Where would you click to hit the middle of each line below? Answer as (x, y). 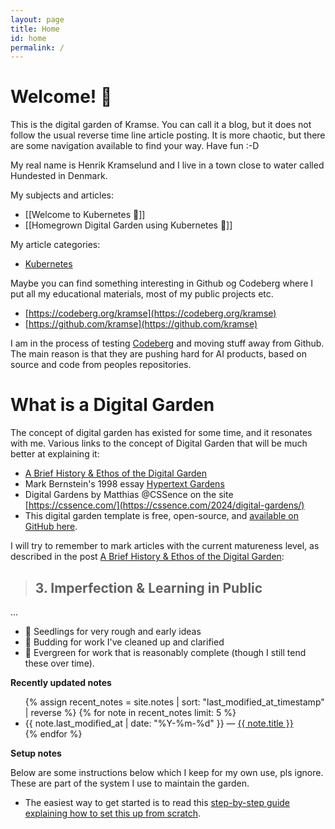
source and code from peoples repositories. (101, 365)
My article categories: (55, 245)
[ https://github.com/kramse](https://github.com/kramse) (141, 324)
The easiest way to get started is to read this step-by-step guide (157, 802)
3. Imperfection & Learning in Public (148, 587)
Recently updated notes (61, 682)
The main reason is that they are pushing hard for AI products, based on (158, 354)
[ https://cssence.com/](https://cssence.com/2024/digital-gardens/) (164, 505)
